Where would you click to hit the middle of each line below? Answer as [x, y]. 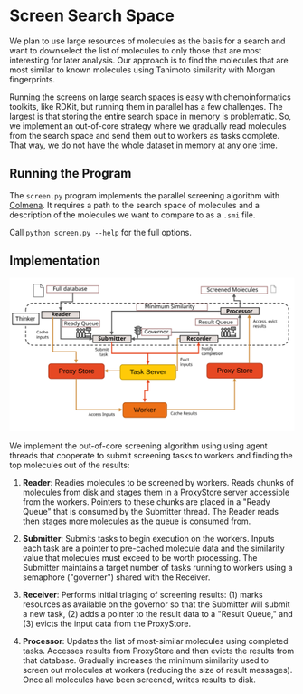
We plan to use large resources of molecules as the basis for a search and [147, 41]
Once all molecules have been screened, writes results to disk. [139, 680]
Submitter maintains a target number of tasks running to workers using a [157, 567]
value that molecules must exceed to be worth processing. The [140, 557]
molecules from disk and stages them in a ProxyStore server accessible [156, 492]
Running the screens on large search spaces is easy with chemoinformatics [150, 97]
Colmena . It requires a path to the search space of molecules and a [135, 205]
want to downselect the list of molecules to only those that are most [136, 50]
